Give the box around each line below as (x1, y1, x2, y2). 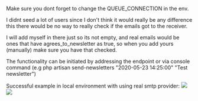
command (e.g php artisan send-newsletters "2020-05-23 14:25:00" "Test (6, 64, 188, 71)
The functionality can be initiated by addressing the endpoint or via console (6, 58, 190, 65)
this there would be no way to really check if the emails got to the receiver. (6, 23, 188, 29)
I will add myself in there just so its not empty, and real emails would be (6, 34, 180, 41)
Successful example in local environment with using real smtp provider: (6, 82, 180, 89)
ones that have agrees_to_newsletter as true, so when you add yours (6, 41, 174, 47)
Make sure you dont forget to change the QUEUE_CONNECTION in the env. (6, 5, 189, 12)
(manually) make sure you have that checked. (6, 46, 117, 53)
